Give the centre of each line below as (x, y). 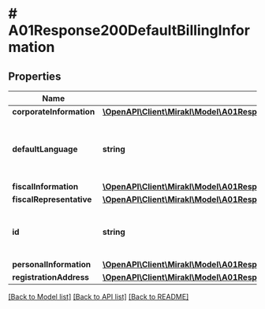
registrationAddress (50, 277)
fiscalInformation (45, 186)
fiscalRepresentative (52, 199)
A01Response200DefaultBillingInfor (129, 30)
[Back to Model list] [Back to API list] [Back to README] (99, 297)
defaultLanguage (45, 149)
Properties (35, 76)
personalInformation (52, 264)
